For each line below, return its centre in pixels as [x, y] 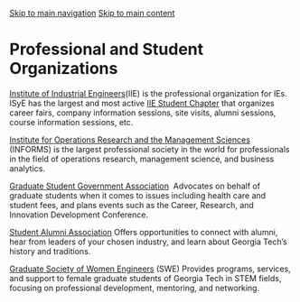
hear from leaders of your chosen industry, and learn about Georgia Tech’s [148, 242]
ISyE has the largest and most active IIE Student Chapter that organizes [142, 103]
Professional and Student [107, 50]
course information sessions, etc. [71, 122]
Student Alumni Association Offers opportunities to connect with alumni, [144, 232]
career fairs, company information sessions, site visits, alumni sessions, [143, 113]
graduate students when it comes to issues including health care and [138, 195]
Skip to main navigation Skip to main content [92, 13]
